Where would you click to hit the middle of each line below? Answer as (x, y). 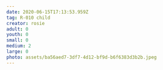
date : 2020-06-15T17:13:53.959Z (47, 12)
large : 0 (17, 52)
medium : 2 (19, 46)
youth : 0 (17, 35)
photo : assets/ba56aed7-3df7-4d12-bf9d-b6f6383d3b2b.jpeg (81, 57)
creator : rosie (26, 23)
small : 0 (17, 40)
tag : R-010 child (28, 18)
